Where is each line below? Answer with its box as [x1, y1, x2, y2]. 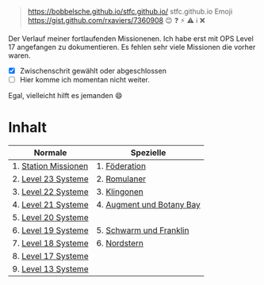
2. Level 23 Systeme [12, 173, 89, 184]
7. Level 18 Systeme [12, 237, 89, 249]
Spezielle [130, 147, 166, 158]
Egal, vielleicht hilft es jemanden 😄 [8, 91, 123, 101]
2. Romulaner [96, 173, 147, 184]
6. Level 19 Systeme [12, 225, 89, 236]
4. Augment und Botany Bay [96, 199, 201, 211]
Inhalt [8, 119, 48, 137]
